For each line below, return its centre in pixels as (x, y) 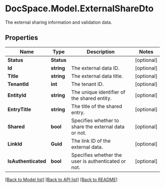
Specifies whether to (95, 120)
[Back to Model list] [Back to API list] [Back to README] (61, 179)
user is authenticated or (98, 161)
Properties (22, 38)
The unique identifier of (98, 92)
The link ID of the (91, 141)
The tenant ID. (87, 84)
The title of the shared (96, 106)
